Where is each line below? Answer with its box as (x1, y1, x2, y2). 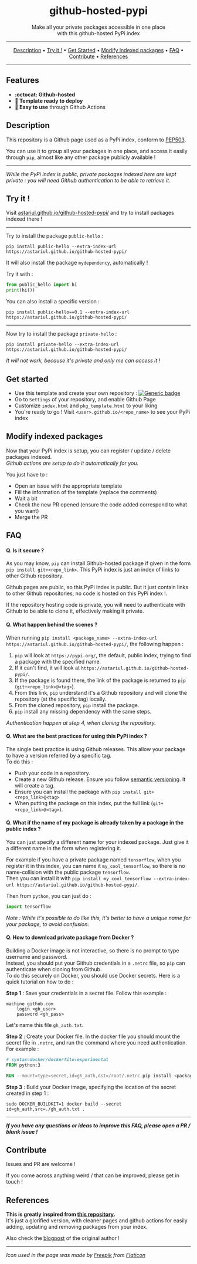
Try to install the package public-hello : (6, 232, 104, 239)
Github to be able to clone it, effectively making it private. (6, 607, 145, 614)
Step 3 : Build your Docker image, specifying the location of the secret (6, 1083, 176, 1090)
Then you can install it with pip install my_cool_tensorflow (6, 874, 151, 881)
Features (6, 75, 39, 86)
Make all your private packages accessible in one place (31, 23, 166, 31)
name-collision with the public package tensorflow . (6, 868, 131, 876)
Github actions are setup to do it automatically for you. (6, 459, 139, 467)
